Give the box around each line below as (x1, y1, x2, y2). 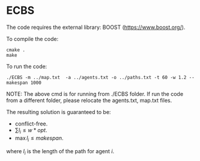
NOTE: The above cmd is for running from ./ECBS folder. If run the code (6, 90, 184, 97)
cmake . (6, 46, 26, 53)
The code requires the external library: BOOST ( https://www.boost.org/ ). (6, 24, 186, 31)
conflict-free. (14, 120, 48, 127)
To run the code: (6, 63, 47, 70)
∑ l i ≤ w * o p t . (14, 126, 47, 135)
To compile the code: (6, 35, 59, 42)
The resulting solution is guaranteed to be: (6, 108, 111, 115)
